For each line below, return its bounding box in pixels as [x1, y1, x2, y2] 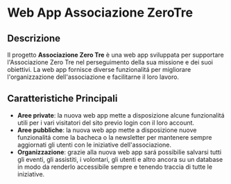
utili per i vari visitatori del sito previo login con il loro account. [17, 118, 195, 127]
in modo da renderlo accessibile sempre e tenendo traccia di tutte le [17, 163, 213, 171]
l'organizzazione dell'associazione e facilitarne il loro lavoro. [7, 73, 179, 81]
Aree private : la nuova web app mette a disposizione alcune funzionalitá [17, 111, 225, 119]
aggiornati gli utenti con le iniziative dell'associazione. [17, 140, 172, 149]
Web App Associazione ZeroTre [7, 5, 193, 21]
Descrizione [7, 33, 61, 44]
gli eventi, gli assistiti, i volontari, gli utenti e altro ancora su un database [17, 155, 223, 163]
